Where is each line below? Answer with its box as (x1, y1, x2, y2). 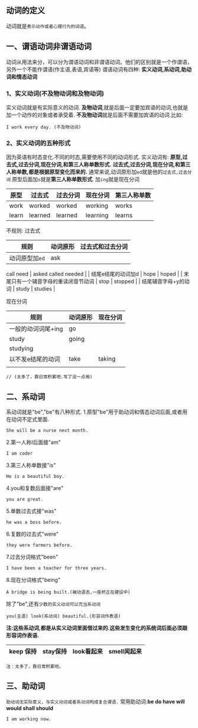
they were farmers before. (6, 542, 73, 549)
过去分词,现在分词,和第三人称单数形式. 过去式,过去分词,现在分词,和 (18, 161, 180, 168)
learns (115, 211, 133, 220)
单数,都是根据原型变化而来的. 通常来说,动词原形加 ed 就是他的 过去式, (16, 168, 179, 176)
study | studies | (15, 285, 56, 292)
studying (9, 344, 34, 353)
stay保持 (42, 648, 67, 656)
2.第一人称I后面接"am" (6, 439, 61, 446)
